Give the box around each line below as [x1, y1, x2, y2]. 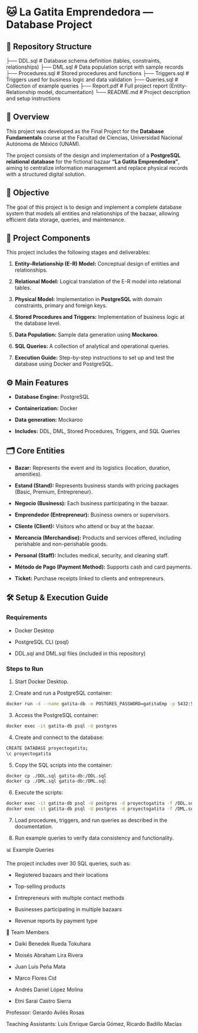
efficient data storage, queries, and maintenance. [6, 216, 126, 223]
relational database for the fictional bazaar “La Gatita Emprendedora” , [6, 158, 180, 165]
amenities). [14, 470, 42, 478]
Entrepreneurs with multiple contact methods [14, 895, 125, 902]
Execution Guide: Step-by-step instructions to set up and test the [14, 354, 174, 361]
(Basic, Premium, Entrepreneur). [14, 488, 93, 496]
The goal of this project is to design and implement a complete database [6, 204, 182, 211]
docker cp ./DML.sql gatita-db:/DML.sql [6, 778, 107, 785]
